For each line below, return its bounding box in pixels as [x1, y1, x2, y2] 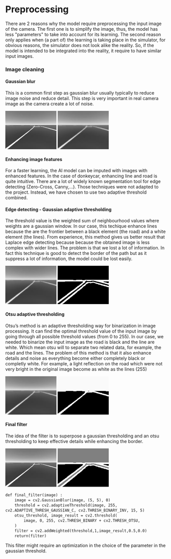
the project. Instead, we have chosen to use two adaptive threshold [5, 189, 147, 195]
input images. [5, 53, 34, 59]
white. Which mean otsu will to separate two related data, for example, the [5, 344, 162, 351]
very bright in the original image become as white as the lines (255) [5, 366, 147, 372]
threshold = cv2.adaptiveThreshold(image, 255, [14, 502, 117, 508]
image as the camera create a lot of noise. [5, 101, 94, 107]
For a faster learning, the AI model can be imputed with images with [5, 168, 148, 174]
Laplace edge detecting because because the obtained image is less [5, 239, 150, 246]
